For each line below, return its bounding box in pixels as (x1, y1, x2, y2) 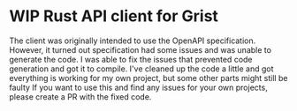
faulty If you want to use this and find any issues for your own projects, (9, 82, 268, 92)
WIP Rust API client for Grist (9, 6, 219, 26)
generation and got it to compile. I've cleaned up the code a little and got (9, 63, 274, 74)
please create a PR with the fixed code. (9, 91, 152, 102)
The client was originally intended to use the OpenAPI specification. (9, 35, 256, 46)
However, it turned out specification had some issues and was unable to (9, 44, 272, 55)
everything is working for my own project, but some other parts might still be (9, 72, 288, 83)
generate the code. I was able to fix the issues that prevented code (9, 54, 254, 64)
